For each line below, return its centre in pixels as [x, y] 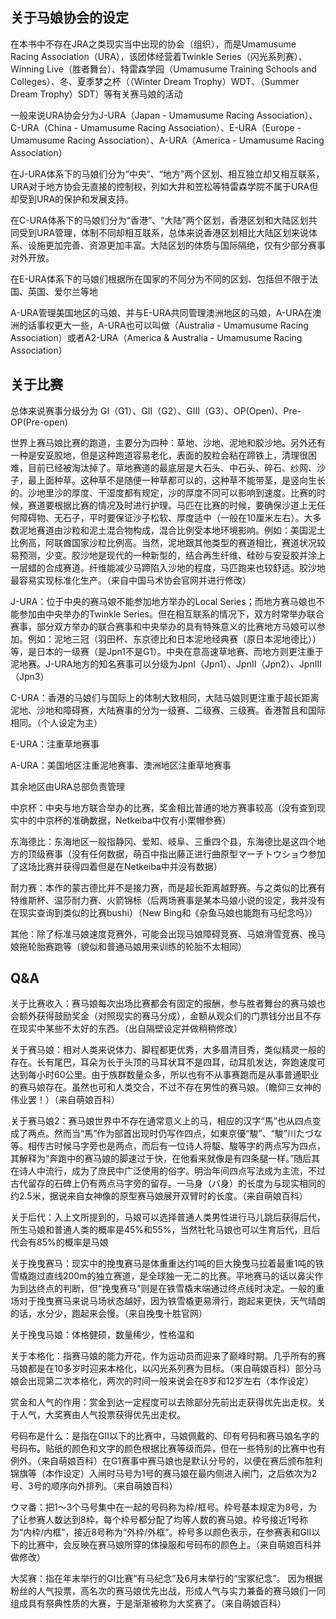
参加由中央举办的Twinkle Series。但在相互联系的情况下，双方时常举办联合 [171, 614]
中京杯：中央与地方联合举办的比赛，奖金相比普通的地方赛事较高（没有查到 [163, 807]
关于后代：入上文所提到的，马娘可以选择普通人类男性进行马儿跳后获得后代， [168, 1217]
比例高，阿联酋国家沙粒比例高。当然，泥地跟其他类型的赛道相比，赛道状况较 [168, 542]
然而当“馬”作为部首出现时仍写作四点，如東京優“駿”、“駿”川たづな [188, 1134]
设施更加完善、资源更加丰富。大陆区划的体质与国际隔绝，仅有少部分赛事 [176, 245]
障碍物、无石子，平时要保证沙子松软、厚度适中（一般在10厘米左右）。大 [165, 517]
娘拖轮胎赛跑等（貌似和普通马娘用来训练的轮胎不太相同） [128, 946]
